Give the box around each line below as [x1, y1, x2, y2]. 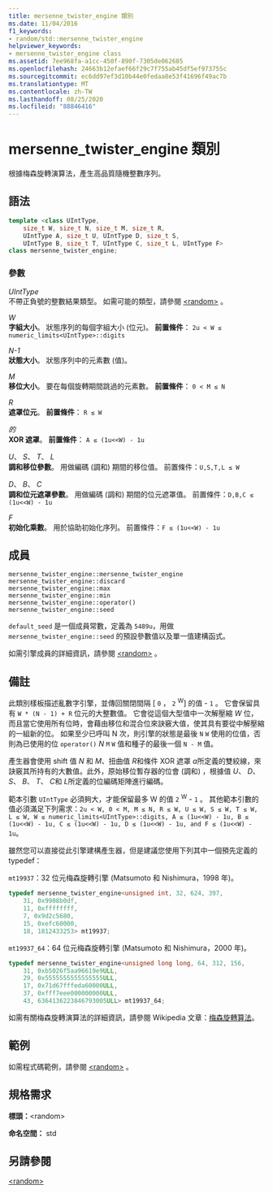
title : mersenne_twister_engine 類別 [8, 11, 134, 20]
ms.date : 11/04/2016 [8, 20, 79, 28]
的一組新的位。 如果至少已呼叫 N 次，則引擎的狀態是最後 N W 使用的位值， [8, 728, 254, 738]
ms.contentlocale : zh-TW [8, 87, 93, 96]
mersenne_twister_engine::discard [8, 578, 126, 586]
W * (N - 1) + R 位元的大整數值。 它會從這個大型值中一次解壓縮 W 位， [17, 708, 258, 718]
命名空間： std [8, 1128, 57, 1138]
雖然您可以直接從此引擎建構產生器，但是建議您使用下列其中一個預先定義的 [8, 846, 258, 856]
